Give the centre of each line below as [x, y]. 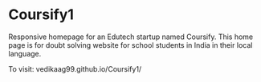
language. [25, 53]
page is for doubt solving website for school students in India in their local [130, 45]
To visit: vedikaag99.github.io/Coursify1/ [75, 68]
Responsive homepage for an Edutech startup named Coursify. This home [131, 37]
